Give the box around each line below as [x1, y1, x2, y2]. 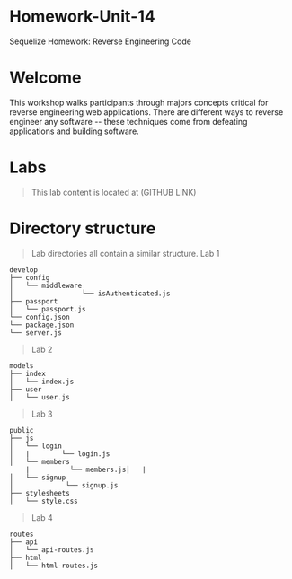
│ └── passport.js [9, 304, 87, 313]
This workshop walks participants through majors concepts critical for [9, 97, 269, 108]
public [9, 425, 34, 434]
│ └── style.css [9, 496, 78, 505]
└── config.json [9, 312, 70, 321]
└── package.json [9, 320, 75, 329]
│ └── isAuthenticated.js [9, 289, 171, 298]
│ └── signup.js [9, 480, 119, 490]
